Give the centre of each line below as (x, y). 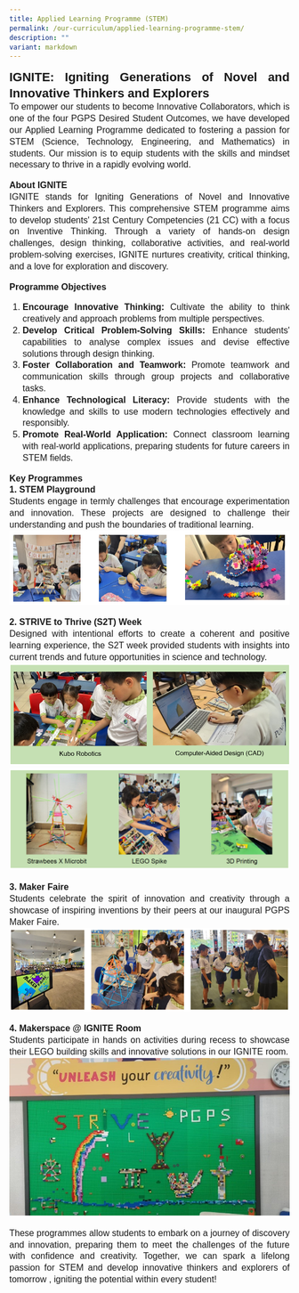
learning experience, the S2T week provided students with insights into (149, 645)
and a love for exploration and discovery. (89, 266)
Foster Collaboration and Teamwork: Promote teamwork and (156, 365)
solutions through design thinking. (89, 354)
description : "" (39, 37)
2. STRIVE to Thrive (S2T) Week (76, 622)
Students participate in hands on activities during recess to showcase (149, 1040)
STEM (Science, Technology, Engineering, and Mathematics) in (149, 142)
